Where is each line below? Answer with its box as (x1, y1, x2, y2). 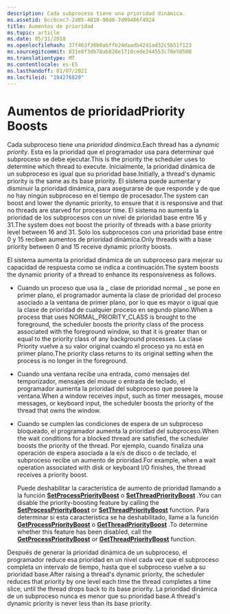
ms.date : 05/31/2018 (7, 36, 67, 43)
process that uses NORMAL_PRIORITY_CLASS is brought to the (16, 313, 197, 321)
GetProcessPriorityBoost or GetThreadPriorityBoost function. (16, 535, 196, 543)
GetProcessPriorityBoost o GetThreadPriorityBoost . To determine (16, 521, 208, 529)
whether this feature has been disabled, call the (16, 528, 152, 536)
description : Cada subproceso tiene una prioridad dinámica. (7, 10, 186, 17)
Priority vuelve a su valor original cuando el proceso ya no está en (16, 342, 205, 351)
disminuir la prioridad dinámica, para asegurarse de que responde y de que (7, 185, 220, 193)
